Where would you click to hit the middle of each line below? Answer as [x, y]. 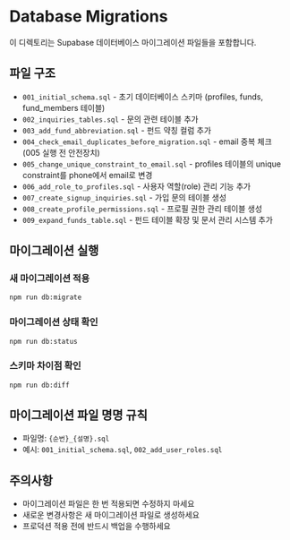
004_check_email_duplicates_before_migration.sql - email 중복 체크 [147, 141]
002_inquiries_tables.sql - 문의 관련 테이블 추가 [110, 119]
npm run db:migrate [46, 297]
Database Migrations [89, 17]
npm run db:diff [39, 385]
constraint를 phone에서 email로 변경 [87, 175]
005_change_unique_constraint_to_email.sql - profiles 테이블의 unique [152, 164]
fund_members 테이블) [64, 107]
